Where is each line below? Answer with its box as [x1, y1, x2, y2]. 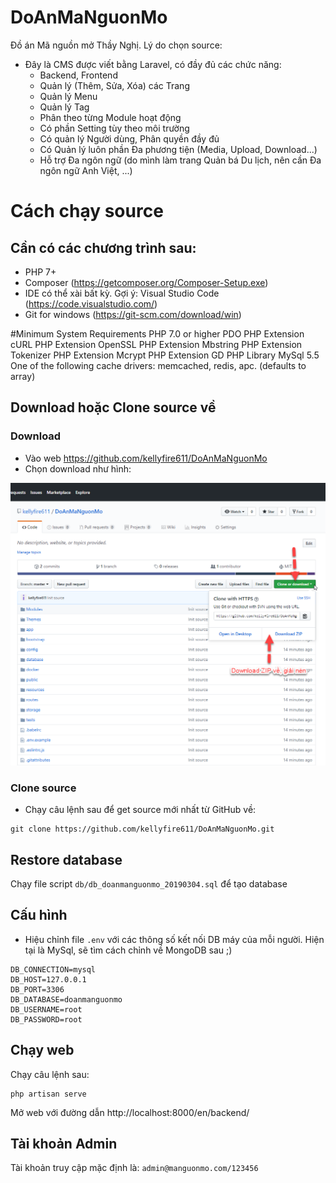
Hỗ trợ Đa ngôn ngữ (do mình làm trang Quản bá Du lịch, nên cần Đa [39, 154, 322, 166]
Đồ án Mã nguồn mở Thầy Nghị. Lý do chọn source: [10, 39, 223, 51]
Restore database [10, 851, 123, 868]
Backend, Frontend [39, 69, 118, 81]
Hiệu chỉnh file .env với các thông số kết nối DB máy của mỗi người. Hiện [24, 933, 325, 945]
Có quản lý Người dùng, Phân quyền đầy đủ [39, 132, 220, 145]
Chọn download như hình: [24, 462, 132, 475]
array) [10, 370, 36, 382]
